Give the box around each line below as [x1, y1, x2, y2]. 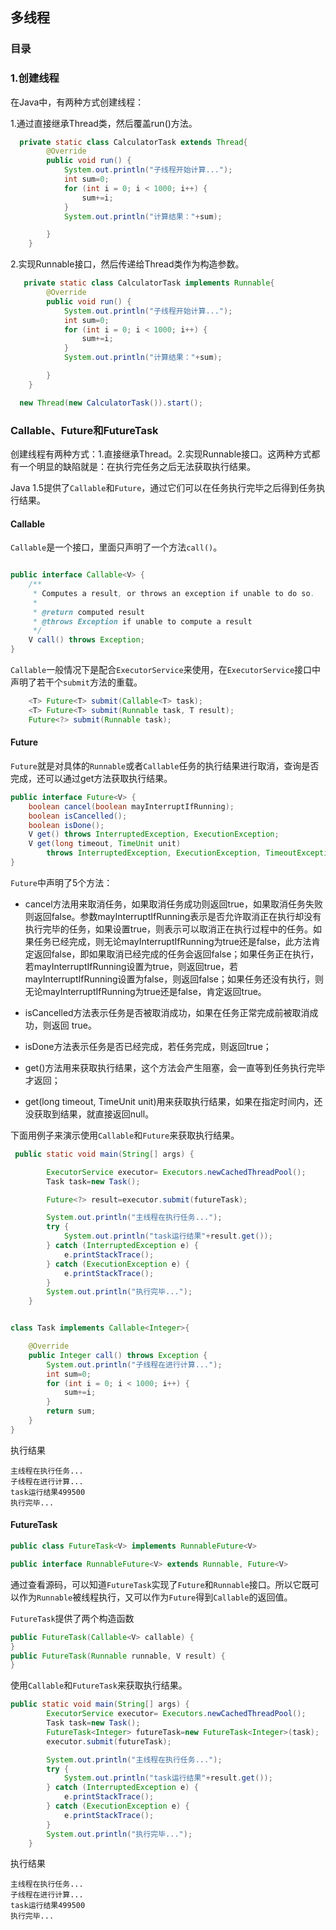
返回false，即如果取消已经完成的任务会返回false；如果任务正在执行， [33, 948, 320, 960]
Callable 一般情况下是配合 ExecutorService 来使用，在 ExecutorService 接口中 [10, 664, 322, 676]
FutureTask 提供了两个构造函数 [10, 1612, 135, 1624]
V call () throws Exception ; [28, 635, 145, 645]
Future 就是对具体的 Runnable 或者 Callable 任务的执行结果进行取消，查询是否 [10, 759, 320, 772]
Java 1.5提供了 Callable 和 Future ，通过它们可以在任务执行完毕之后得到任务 [10, 482, 317, 494]
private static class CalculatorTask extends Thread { [19, 137, 248, 147]
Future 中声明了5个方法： [10, 876, 113, 888]
